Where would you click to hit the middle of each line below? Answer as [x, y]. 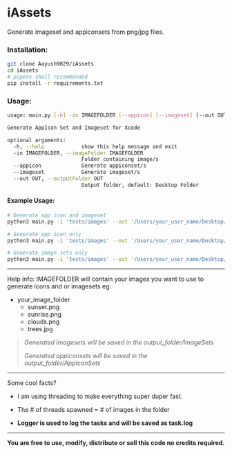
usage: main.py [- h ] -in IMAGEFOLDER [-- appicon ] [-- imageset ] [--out [111, 115]
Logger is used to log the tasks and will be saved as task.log [105, 423]
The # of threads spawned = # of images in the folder [94, 410]
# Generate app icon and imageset [57, 215]
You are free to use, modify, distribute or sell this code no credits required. [116, 443]
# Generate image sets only [48, 253]
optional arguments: [37, 140]
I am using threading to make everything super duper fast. [100, 396]
